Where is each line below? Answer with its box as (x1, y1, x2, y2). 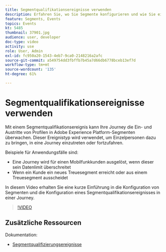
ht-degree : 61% (5, 72, 37, 77)
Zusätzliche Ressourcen (5, 218, 82, 227)
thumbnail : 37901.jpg (5, 30, 50, 35)
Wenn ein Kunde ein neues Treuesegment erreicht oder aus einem (12, 169, 147, 175)
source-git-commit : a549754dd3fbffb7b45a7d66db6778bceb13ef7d (5, 58, 136, 63)
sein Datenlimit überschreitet (12, 164, 71, 170)
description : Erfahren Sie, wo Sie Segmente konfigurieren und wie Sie (5, 12, 156, 17)
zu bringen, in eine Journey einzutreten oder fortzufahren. (5, 139, 124, 146)
